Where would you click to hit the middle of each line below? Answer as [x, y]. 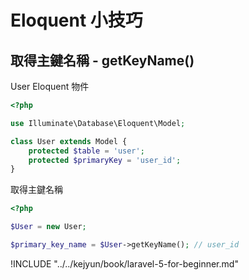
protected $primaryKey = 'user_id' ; [105, 160]
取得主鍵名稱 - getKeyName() [102, 60]
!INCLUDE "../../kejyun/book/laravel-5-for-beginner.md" [124, 263]
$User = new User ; [48, 227]
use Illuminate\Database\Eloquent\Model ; [98, 123]
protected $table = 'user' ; [86, 151]
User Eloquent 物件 [50, 86]
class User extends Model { [69, 141]
